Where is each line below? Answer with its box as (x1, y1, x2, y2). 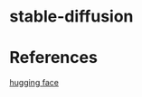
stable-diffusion (9, 6, 134, 27)
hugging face (9, 77, 59, 88)
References (9, 48, 98, 68)
